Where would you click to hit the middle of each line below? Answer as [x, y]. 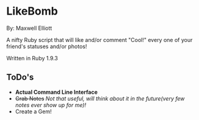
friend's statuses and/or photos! [47, 46]
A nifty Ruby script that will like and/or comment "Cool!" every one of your [99, 40]
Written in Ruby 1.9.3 [32, 58]
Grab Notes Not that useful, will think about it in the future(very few [100, 98]
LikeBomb [32, 11]
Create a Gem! [33, 111]
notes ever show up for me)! [51, 105]
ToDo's [20, 77]
